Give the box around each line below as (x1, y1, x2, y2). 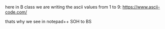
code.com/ (5, 9, 27, 15)
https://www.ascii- (122, 4, 160, 10)
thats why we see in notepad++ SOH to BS (5, 19, 92, 24)
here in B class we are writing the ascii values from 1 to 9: (5, 4, 122, 10)
